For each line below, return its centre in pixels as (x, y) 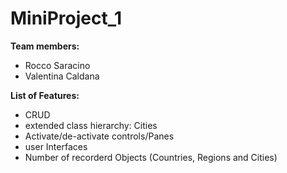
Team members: (45, 46)
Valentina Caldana (62, 76)
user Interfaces (56, 146)
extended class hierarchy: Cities (91, 125)
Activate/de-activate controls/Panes (99, 136)
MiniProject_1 (66, 18)
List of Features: (45, 95)
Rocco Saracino (57, 65)
